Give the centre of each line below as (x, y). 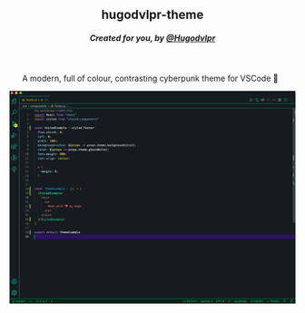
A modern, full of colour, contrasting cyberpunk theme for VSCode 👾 (150, 78)
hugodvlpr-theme (152, 15)
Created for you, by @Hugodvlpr (152, 38)
